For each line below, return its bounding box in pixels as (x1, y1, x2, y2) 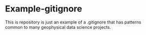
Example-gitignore (5, 3, 82, 14)
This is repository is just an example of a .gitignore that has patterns (5, 19, 142, 25)
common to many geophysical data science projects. (5, 24, 111, 30)
